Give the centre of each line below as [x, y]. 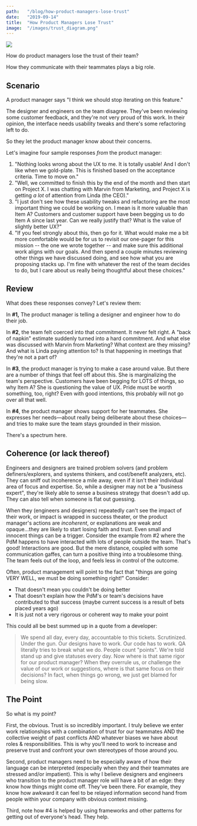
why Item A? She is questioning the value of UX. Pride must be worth [89, 387]
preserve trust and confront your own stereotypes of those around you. [92, 750]
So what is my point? [31, 714]
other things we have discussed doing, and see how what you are [94, 258]
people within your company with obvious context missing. [77, 799]
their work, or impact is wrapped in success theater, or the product [87, 517]
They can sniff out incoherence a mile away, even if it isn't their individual [95, 480]
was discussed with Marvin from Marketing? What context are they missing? [98, 344]
